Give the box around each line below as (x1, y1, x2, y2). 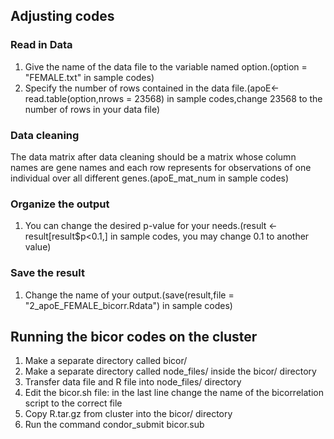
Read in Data (10, 38, 73, 52)
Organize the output (10, 197, 110, 211)
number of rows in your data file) (24, 103, 161, 115)
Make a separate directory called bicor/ (24, 355, 188, 367)
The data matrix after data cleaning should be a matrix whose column (10, 150, 297, 163)
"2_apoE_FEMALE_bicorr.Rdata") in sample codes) (24, 299, 233, 311)
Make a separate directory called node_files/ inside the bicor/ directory (24, 365, 317, 378)
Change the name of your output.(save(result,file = (24, 289, 235, 301)
